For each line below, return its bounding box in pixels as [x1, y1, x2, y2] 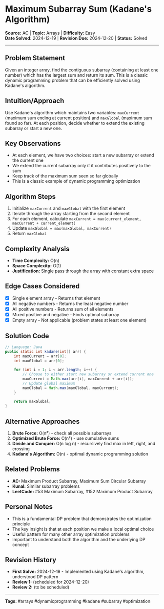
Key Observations [5, 139, 61, 148]
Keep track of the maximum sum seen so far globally [12, 173, 119, 179]
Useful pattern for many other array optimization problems [12, 531, 130, 537]
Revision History [5, 556, 57, 564]
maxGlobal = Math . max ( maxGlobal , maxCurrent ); [22, 385, 119, 391]
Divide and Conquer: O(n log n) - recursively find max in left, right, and [12, 441, 156, 446]
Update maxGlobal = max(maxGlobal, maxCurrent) [12, 225, 111, 231]
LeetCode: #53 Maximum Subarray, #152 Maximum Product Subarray [12, 488, 153, 494]
